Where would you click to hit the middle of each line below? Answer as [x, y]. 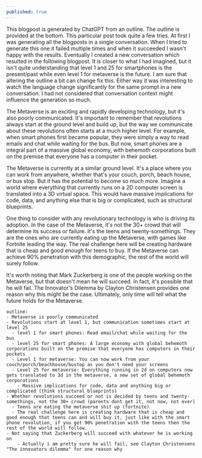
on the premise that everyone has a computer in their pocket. [82, 156]
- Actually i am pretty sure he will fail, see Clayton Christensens [106, 444]
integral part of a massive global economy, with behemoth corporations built [101, 150]
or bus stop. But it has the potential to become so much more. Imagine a [96, 181]
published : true [27, 12]
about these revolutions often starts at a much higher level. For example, [96, 131]
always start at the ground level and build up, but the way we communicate [99, 124]
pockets [16, 354]
